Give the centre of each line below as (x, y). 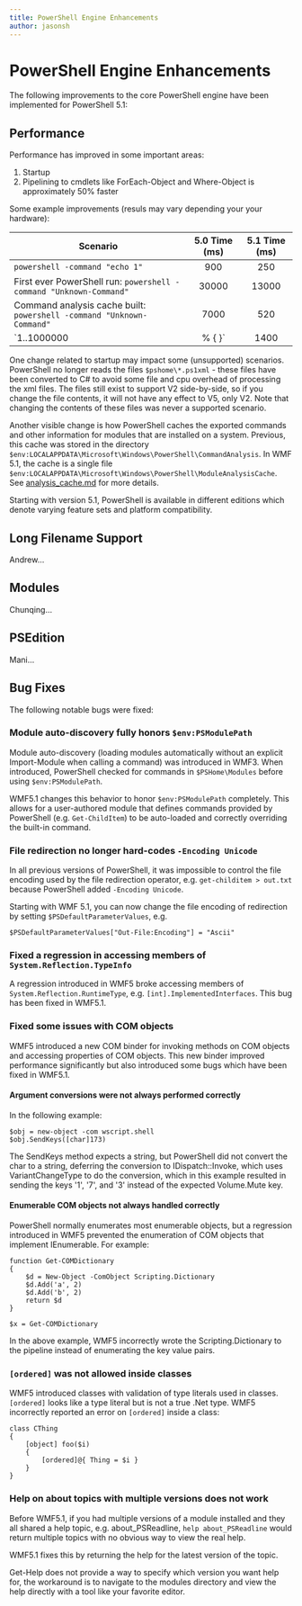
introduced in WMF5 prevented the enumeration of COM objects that (137, 1235)
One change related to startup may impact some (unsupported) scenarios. (147, 360)
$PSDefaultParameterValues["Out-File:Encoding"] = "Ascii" (122, 933)
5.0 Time (213, 241)
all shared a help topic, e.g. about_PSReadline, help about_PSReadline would (151, 1528)
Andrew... (27, 560)
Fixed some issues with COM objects (92, 1027)
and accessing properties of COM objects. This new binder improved (137, 1055)
